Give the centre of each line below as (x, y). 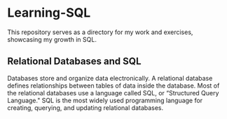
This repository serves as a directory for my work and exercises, (100, 32)
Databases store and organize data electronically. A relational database (110, 78)
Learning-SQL (49, 13)
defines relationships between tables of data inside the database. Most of (113, 86)
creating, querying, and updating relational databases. (85, 108)
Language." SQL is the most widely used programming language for (105, 100)
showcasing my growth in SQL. (52, 39)
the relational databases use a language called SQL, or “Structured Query (113, 93)
